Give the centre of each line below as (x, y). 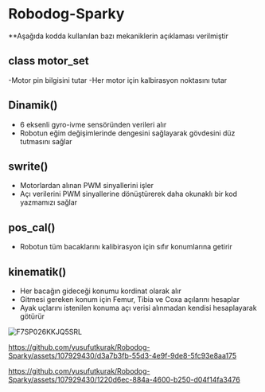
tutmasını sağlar (46, 141)
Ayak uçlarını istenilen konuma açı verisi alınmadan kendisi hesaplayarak (138, 308)
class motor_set (49, 61)
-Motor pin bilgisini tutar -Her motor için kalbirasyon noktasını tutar (118, 80)
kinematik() (37, 272)
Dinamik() (33, 106)
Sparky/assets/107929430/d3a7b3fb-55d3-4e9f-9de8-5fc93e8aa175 (123, 356)
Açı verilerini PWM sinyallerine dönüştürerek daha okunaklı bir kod (128, 194)
